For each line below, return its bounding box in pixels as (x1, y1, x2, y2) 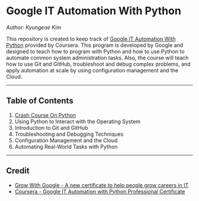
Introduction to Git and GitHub (14, 124, 88, 131)
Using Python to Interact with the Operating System (14, 117, 141, 125)
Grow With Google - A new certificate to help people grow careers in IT (14, 181, 189, 189)
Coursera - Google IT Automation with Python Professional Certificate (14, 188, 185, 195)
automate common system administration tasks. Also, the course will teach (6, 54, 189, 61)
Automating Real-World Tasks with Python (14, 143, 118, 150)
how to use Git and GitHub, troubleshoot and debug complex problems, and (6, 60, 191, 68)
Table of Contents (6, 96, 74, 106)
